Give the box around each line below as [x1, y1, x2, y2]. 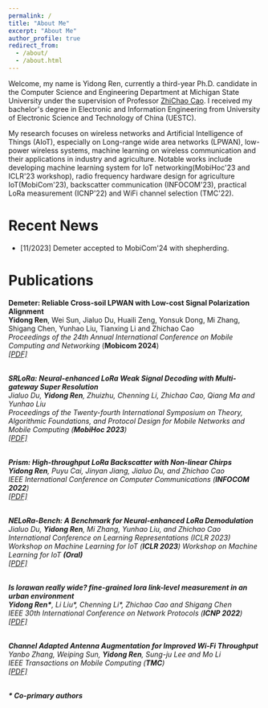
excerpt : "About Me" [8, 27, 78, 35]
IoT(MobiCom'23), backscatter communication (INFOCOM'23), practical [8, 179, 247, 189]
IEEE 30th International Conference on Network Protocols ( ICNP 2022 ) [8, 608, 243, 618]
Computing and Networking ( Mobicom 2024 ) [8, 340, 160, 350]
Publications [8, 271, 94, 290]
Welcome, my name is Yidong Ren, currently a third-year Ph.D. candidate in [8, 78, 258, 88]
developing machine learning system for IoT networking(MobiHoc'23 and [8, 163, 250, 172]
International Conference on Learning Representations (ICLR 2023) [8, 533, 231, 542]
